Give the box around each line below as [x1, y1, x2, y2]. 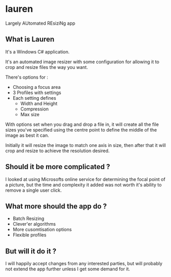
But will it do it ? [5, 247, 57, 255]
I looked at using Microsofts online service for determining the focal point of [5, 176, 165, 182]
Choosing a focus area [12, 84, 61, 90]
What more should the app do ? [5, 201, 107, 211]
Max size [20, 111, 40, 117]
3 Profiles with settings [12, 89, 61, 96]
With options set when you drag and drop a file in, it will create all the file [5, 121, 159, 127]
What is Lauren [5, 35, 55, 44]
